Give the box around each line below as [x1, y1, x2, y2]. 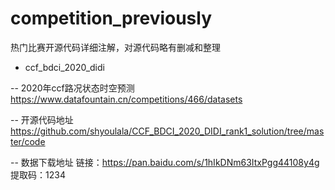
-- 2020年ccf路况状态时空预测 [10, 82, 135, 94]
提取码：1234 [10, 168, 66, 181]
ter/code [10, 135, 46, 147]
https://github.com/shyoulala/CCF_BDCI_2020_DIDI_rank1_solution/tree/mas [10, 125, 325, 137]
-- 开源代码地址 [10, 113, 74, 126]
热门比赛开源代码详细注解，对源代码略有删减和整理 [10, 41, 221, 53]
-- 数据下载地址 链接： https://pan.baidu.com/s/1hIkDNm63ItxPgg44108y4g [10, 156, 320, 168]
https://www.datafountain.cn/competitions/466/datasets [10, 93, 243, 105]
